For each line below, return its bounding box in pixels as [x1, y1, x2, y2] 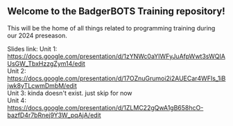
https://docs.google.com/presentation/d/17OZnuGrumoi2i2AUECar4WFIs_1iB [7, 74, 226, 82]
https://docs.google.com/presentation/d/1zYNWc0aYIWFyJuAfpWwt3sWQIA [7, 52, 225, 60]
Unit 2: [7, 66, 26, 75]
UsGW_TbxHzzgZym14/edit [7, 59, 85, 68]
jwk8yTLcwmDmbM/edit [7, 81, 78, 89]
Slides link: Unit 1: [7, 44, 58, 53]
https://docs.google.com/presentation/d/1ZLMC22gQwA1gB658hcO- [7, 103, 204, 111]
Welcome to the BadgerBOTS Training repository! [7, 6, 225, 17]
